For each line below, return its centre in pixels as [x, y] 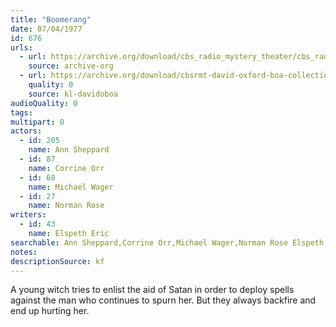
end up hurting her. [50, 311]
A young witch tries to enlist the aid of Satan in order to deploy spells [152, 290]
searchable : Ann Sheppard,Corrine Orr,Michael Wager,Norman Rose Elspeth [167, 242]
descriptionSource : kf [57, 261]
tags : [21, 112]
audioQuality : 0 [44, 103]
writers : [28, 215]
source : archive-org [71, 66]
